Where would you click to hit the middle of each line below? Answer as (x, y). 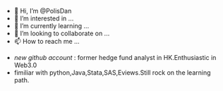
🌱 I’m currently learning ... (52, 26)
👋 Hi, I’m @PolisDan (43, 11)
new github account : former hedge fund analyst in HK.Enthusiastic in (115, 57)
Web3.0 (25, 65)
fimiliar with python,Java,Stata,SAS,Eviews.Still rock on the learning (112, 73)
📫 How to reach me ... (47, 41)
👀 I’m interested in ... (44, 18)
